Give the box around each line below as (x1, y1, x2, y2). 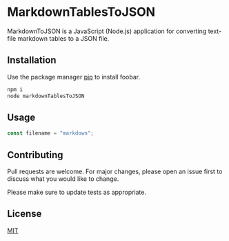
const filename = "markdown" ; (7, 130, 94, 137)
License (7, 208, 42, 220)
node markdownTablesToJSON (7, 93, 85, 99)
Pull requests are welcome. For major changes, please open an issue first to (7, 167, 223, 175)
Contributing (7, 149, 63, 161)
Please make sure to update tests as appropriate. (7, 188, 147, 196)
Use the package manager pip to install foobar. (7, 73, 140, 81)
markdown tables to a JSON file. (17, 34, 110, 42)
